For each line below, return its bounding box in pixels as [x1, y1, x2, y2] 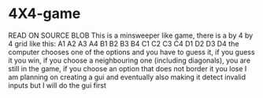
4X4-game [8, 5, 81, 23]
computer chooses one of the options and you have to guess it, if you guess [8, 47, 255, 56]
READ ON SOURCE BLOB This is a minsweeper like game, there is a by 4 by [8, 31, 254, 40]
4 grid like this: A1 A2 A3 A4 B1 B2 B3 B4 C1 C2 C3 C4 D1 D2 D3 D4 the [8, 38, 239, 48]
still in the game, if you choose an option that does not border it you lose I [8, 64, 247, 73]
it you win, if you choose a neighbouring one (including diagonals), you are [8, 56, 250, 65]
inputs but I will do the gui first [8, 80, 106, 90]
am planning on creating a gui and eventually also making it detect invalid [8, 72, 246, 82]
